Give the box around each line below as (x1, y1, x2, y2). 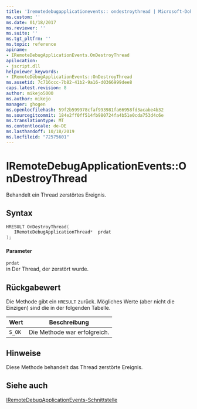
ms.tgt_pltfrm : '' (6, 36, 51, 42)
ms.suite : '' (6, 31, 38, 36)
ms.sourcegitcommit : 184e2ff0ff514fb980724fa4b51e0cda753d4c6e (6, 112, 164, 118)
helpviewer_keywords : (6, 69, 59, 75)
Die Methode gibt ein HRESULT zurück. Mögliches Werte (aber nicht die (6, 298, 175, 305)
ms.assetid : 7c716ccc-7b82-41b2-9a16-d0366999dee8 (6, 80, 133, 86)
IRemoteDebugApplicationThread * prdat (13, 229, 111, 235)
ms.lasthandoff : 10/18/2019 (6, 129, 75, 135)
